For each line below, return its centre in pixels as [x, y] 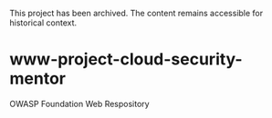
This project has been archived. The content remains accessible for [136, 13]
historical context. [43, 23]
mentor [38, 79]
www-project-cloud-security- [126, 59]
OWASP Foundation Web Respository [79, 103]
